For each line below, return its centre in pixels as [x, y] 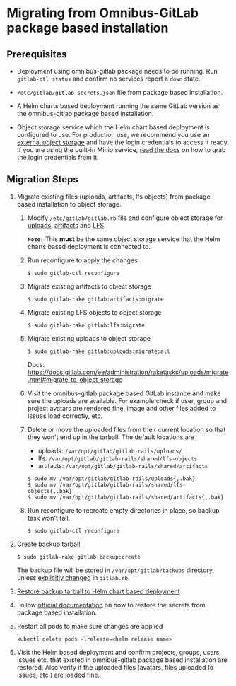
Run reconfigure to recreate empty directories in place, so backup [123, 510]
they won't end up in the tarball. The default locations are [111, 437]
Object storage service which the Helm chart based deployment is [113, 127]
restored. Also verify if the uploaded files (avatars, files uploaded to [115, 667]
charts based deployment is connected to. [89, 246]
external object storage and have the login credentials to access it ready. [123, 142]
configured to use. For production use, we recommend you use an [113, 135]
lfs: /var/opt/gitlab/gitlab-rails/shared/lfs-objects [118, 458]
